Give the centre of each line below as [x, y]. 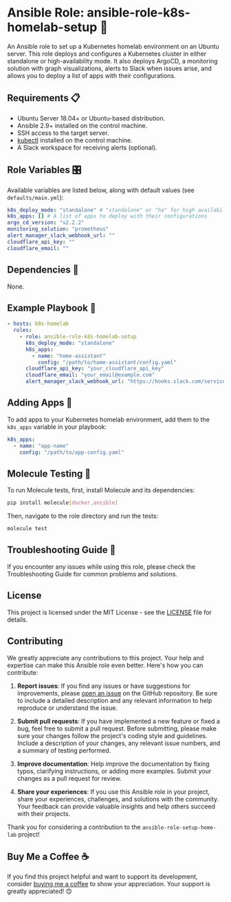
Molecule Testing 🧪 [49, 473]
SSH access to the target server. [63, 133]
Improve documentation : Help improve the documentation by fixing [113, 764]
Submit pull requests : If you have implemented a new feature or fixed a [118, 721]
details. [18, 619]
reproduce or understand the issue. [67, 708]
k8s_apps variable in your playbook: [57, 427]
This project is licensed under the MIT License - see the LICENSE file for [109, 612]
